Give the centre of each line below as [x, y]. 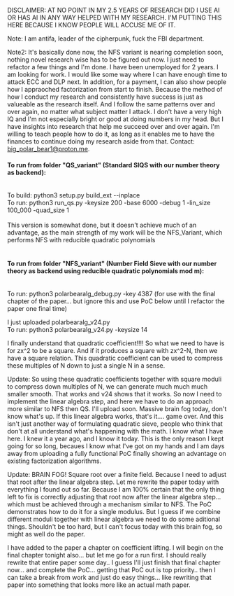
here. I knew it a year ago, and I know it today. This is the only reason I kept [116, 439]
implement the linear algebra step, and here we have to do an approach [110, 401]
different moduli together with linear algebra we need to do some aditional [114, 519]
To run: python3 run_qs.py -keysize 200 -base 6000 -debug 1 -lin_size [109, 203]
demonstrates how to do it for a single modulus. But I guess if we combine [114, 512]
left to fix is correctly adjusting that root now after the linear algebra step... [114, 497]
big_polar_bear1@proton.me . [49, 149]
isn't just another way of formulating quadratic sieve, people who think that [115, 424]
